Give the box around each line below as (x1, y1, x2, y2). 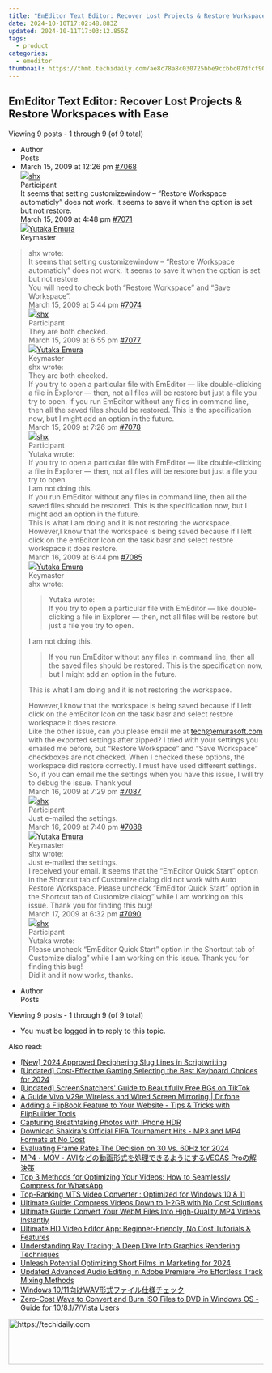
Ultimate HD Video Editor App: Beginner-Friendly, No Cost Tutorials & (19, 1223, 251, 1233)
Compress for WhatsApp (19, 1180, 104, 1190)
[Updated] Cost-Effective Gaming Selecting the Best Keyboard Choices (19, 1065, 258, 1075)
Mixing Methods (19, 1275, 74, 1285)
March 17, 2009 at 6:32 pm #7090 (28, 908, 142, 919)
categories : (8, 49, 49, 57)
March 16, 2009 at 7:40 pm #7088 (28, 822, 142, 831)
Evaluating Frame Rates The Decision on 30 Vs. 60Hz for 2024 (19, 1143, 229, 1153)
